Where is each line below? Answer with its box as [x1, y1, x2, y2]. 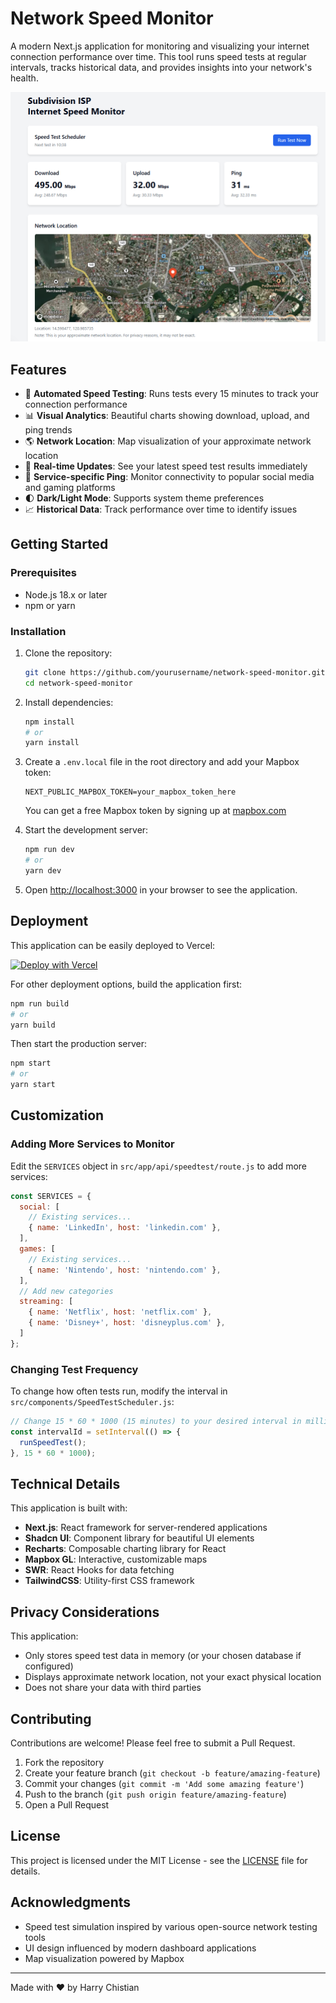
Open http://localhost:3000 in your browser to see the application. [24, 883, 298, 896]
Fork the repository [24, 1757, 105, 1769]
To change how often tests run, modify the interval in [10, 1385, 228, 1397]
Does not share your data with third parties [24, 1682, 202, 1694]
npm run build [10, 998, 70, 1009]
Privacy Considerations [10, 1603, 160, 1621]
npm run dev [24, 845, 75, 855]
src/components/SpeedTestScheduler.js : [10, 1396, 175, 1408]
